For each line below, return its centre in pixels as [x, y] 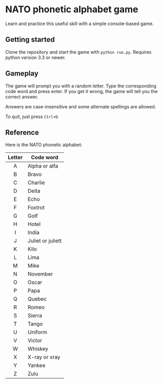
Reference [22, 132]
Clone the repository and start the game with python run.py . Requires [78, 52]
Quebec [37, 299]
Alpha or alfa [43, 166]
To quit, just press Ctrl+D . [32, 117]
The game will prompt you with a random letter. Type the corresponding [81, 86]
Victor [35, 341]
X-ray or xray [44, 357]
